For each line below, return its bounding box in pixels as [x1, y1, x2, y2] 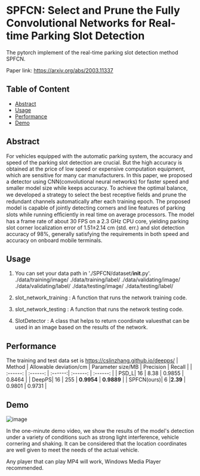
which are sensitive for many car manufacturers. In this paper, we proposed [6, 171, 192, 178]
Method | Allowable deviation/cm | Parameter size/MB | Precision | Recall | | [6, 363, 192, 371]
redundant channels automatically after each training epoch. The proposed [6, 198, 191, 205]
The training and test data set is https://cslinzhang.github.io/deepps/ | [6, 357, 179, 364]
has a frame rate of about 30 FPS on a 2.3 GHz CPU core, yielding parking [6, 217, 189, 225]
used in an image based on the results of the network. [14, 324, 148, 331]
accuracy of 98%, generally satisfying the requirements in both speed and [6, 230, 189, 237]
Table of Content [6, 84, 70, 95]
